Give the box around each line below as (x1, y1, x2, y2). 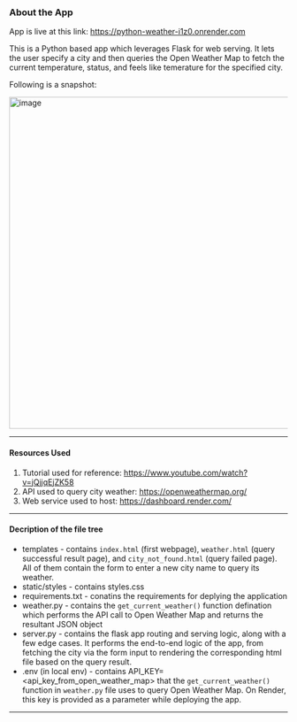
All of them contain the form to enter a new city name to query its (21, 562, 260, 572)
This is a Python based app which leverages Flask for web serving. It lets (9, 43, 275, 54)
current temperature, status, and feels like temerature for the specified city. (9, 62, 284, 73)
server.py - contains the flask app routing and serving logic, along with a (21, 628, 286, 639)
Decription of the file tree (9, 524, 103, 534)
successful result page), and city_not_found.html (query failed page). (21, 553, 278, 564)
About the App (9, 6, 73, 19)
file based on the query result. (21, 657, 133, 667)
